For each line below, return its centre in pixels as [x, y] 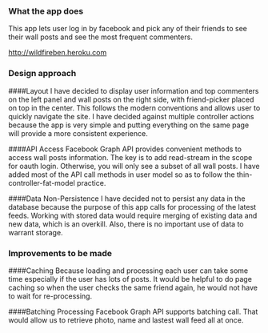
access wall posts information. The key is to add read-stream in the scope [130, 157]
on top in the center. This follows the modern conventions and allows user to [134, 108]
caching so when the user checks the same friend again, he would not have [133, 287]
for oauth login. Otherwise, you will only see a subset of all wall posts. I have [134, 166]
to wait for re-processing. [50, 296]
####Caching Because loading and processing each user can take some [128, 271]
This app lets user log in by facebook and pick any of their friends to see [128, 29]
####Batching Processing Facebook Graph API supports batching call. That [133, 311]
